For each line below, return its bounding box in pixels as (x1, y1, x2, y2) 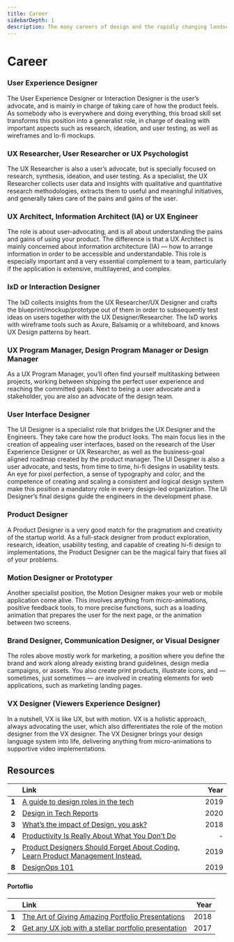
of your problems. (7, 555, 58, 563)
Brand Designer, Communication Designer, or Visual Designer (7, 635, 220, 645)
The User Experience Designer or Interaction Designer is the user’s (7, 94, 200, 102)
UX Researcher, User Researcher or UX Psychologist (7, 148, 189, 158)
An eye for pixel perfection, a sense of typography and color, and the (7, 470, 205, 479)
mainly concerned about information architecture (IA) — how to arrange (7, 242, 213, 251)
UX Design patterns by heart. (7, 328, 91, 336)
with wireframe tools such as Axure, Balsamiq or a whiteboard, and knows (7, 320, 220, 328)
